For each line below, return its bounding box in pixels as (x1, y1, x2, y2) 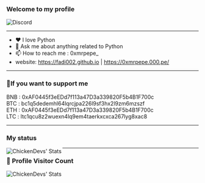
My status (6, 134, 37, 142)
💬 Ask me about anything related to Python (15, 43, 123, 50)
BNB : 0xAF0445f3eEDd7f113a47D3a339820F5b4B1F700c (6, 93, 154, 101)
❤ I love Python (15, 36, 56, 44)
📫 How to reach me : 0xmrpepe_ (15, 49, 99, 57)
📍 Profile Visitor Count (6, 156, 74, 165)
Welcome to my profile (6, 5, 75, 13)
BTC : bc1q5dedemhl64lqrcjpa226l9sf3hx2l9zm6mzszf (6, 99, 145, 107)
